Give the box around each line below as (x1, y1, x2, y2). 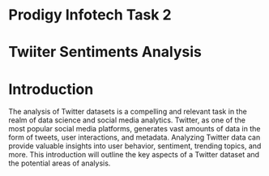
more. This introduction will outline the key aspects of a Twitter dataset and (8, 150, 260, 160)
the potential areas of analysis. (8, 158, 111, 168)
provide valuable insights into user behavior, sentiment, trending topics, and (8, 141, 262, 151)
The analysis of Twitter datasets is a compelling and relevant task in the (8, 107, 247, 117)
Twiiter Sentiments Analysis (8, 43, 203, 62)
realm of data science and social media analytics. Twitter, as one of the (8, 115, 246, 125)
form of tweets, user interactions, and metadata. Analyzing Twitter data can (8, 132, 261, 143)
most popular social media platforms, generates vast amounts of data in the (8, 124, 261, 134)
